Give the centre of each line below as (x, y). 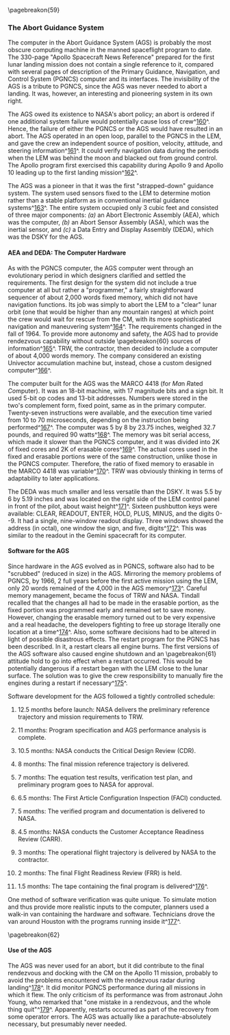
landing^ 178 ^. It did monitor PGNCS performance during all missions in (107, 987)
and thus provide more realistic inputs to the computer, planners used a (108, 907)
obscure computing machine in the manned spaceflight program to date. (110, 50)
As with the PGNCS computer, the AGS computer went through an (101, 268)
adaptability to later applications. (54, 478)
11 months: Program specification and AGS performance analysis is (112, 730)
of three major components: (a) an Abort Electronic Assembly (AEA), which (114, 215)
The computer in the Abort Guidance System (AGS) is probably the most (110, 43)
